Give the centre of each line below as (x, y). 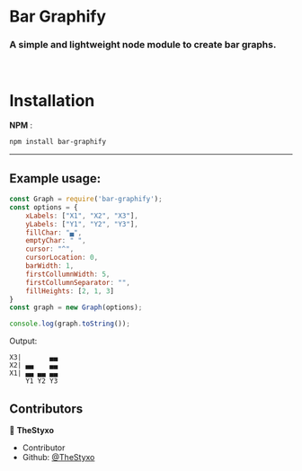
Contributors (46, 409)
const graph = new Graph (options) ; (76, 307)
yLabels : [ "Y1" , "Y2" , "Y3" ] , (82, 224)
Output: (23, 341)
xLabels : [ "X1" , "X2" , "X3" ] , (82, 216)
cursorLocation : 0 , (62, 258)
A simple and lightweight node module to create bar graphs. (143, 45)
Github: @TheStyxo (58, 458)
